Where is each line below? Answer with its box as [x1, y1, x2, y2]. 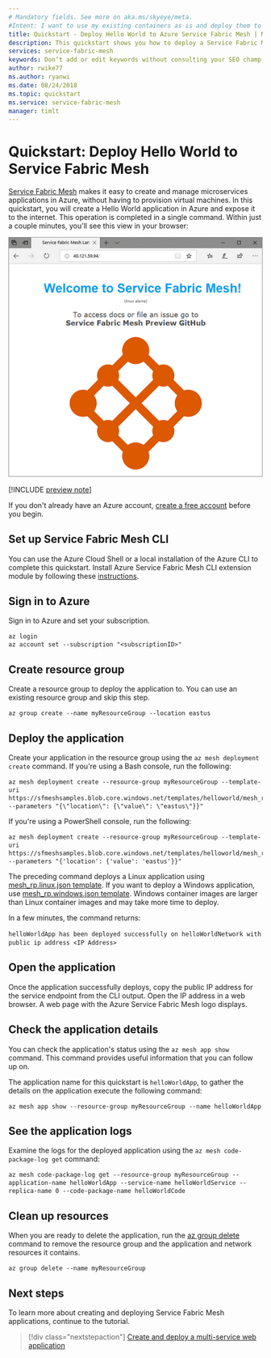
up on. [8, 1061, 30, 1071]
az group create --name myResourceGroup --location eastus [8, 709, 211, 717]
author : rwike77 [8, 65, 63, 73]
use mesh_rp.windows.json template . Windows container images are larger [8, 889, 258, 898]
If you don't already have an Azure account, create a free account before [8, 500, 252, 510]
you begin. [8, 509, 44, 518]
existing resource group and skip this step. [8, 692, 151, 703]
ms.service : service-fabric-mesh [8, 98, 121, 107]
